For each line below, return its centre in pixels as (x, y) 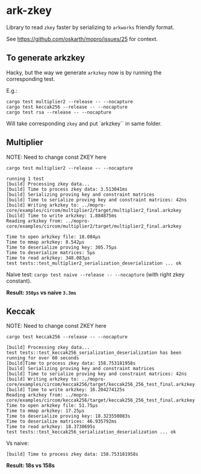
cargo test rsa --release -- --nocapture (59, 112)
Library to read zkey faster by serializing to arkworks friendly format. (90, 27)
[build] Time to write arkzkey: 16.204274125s (66, 390)
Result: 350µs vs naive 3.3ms (41, 292)
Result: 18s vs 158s (31, 466)
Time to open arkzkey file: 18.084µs (54, 237)
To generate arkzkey (46, 58)
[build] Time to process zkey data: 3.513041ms (67, 189)
